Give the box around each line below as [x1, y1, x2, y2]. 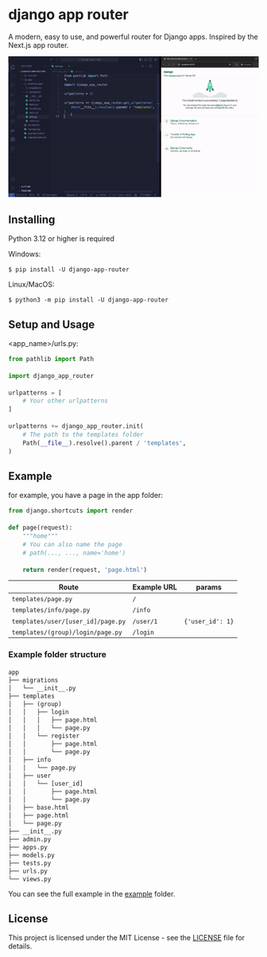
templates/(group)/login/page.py [11, 628, 122, 636]
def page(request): [8, 523, 73, 532]
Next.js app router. [8, 40, 69, 49]
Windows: [8, 249, 41, 259]
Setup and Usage [8, 317, 95, 331]
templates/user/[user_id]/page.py [11, 617, 126, 625]
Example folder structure [8, 649, 107, 660]
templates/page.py [11, 595, 73, 604]
